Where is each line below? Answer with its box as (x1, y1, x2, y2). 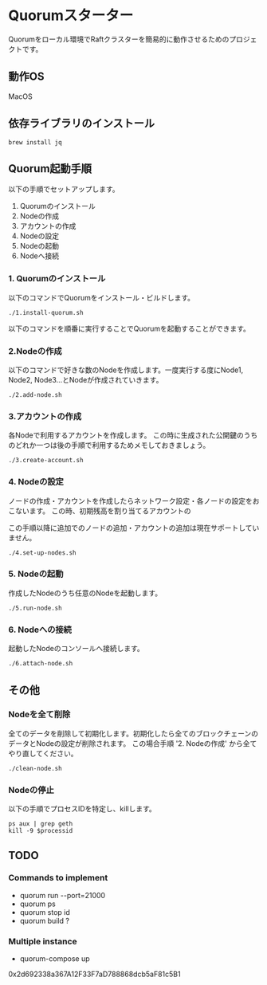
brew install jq (8, 138, 62, 147)
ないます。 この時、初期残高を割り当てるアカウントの (14, 506, 191, 516)
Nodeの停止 (8, 784, 54, 795)
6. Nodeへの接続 (8, 624, 72, 635)
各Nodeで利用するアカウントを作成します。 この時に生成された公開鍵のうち (8, 430, 258, 440)
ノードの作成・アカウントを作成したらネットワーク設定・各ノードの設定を (8, 496, 253, 505)
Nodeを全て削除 (8, 709, 71, 720)
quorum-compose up (19, 954, 90, 963)
